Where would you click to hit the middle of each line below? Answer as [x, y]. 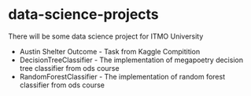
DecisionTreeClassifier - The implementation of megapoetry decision [131, 60]
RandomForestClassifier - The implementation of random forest [122, 76]
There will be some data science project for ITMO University [106, 36]
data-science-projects [83, 15]
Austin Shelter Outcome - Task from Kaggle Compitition [110, 51]
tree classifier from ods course [69, 68]
